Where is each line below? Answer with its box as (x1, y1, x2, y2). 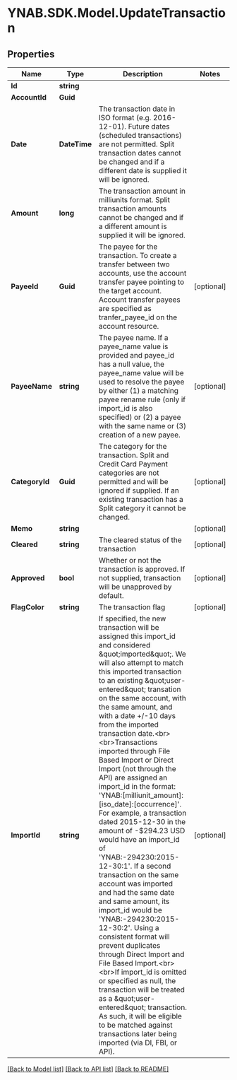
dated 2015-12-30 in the (98, 817, 186, 826)
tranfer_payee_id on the (98, 312, 178, 322)
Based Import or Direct (98, 755, 174, 765)
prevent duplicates (98, 941, 161, 950)
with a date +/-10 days (98, 711, 176, 720)
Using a (133, 923, 159, 932)
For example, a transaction (98, 808, 187, 818)
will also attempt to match (98, 658, 184, 667)
